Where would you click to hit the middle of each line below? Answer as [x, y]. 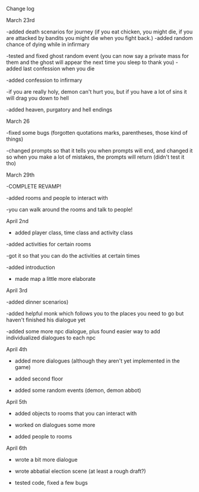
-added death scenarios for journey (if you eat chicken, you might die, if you [99, 32]
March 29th [20, 175]
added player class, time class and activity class [74, 233]
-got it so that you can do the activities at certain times [73, 256]
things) [15, 139]
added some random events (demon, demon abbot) [78, 390]
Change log [20, 9]
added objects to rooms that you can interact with [76, 413]
